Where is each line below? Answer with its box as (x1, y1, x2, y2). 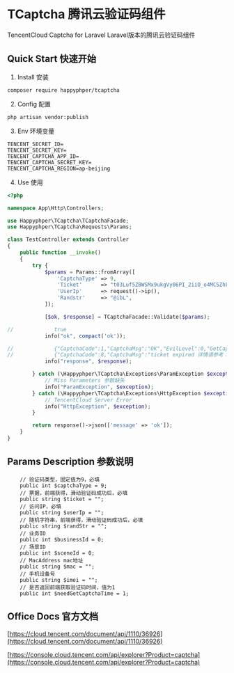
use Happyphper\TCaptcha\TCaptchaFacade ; (7, 217, 130, 224)
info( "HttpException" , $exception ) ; (44, 403, 151, 410)
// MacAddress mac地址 (19, 557, 84, 564)
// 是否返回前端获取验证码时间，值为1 (19, 584, 116, 591)
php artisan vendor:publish (7, 113, 89, 120)
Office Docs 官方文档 (7, 610, 99, 623)
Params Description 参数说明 (7, 456, 134, 468)
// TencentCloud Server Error (44, 396, 132, 404)
